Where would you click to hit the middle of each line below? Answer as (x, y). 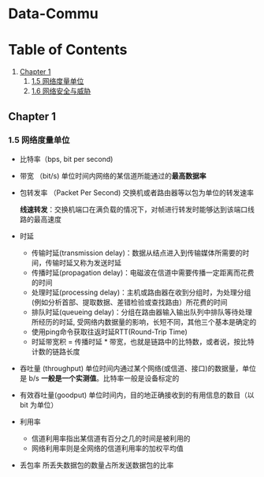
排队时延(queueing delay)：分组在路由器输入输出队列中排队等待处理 (142, 312)
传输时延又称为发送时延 (84, 262)
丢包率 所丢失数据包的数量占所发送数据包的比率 (97, 465)
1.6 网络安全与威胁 (61, 91)
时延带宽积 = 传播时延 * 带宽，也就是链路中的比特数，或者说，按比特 (143, 341)
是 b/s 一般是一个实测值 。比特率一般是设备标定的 (99, 378)
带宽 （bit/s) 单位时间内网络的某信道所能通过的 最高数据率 (113, 175)
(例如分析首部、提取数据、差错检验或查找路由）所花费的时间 (129, 302)
